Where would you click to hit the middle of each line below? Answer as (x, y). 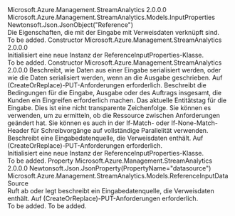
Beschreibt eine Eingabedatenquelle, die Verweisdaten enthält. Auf (105, 138)
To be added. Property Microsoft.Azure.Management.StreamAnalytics (110, 161)
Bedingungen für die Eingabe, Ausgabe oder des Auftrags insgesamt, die (115, 93)
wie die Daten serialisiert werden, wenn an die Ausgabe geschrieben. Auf (115, 77)
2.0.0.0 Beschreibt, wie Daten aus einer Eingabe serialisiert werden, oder (114, 70)
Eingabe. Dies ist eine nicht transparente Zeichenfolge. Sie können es (109, 108)
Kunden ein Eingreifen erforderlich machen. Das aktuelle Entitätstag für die (117, 100)
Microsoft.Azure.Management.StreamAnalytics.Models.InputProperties (111, 17)
